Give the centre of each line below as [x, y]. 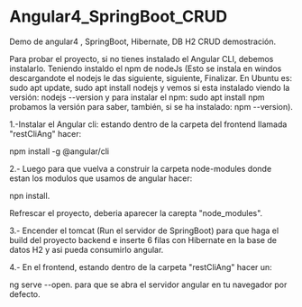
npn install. [30, 195]
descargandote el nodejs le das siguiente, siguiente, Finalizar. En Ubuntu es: [151, 77]
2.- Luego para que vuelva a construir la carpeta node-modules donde [141, 168]
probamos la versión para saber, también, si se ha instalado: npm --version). [151, 106]
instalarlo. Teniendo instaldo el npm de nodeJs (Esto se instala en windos [146, 68]
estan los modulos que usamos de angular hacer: [101, 178]
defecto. [25, 293]
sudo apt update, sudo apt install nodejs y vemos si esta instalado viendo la [150, 87]
